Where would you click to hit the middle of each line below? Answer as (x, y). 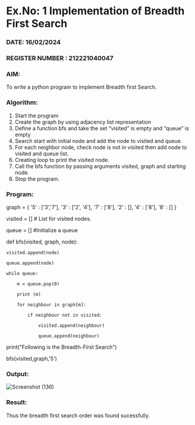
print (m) (29, 294)
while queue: (22, 273)
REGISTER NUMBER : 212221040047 (60, 58)
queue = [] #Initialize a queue (42, 230)
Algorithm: (22, 102)
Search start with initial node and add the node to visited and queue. (98, 140)
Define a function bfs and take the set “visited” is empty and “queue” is (102, 128)
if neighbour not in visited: (65, 315)
